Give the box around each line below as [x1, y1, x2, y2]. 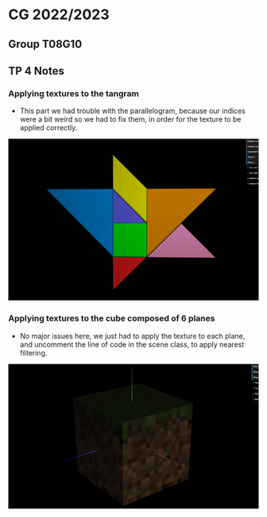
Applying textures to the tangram [8, 87, 139, 99]
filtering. [19, 348, 48, 357]
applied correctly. [19, 123, 78, 133]
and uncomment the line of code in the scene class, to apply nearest [19, 340, 245, 349]
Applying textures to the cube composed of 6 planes [8, 313, 215, 324]
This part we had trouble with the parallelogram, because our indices [19, 106, 246, 116]
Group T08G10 [8, 37, 83, 51]
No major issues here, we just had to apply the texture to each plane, [19, 331, 246, 340]
